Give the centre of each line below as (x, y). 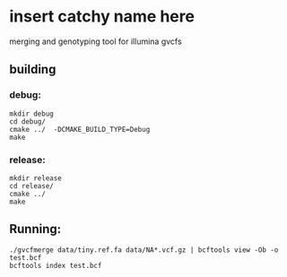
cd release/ (31, 186)
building (33, 69)
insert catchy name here (102, 17)
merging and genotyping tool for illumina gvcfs (96, 41)
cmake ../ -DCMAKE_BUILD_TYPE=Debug (80, 129)
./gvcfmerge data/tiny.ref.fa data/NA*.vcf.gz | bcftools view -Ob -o (144, 250)
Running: (35, 229)
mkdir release (36, 178)
